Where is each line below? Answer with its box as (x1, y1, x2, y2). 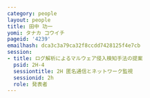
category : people (7, 10, 57, 17)
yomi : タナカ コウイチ (7, 29, 65, 37)
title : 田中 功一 (7, 23, 53, 30)
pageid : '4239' (7, 36, 51, 43)
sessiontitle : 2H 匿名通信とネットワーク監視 (13, 68, 133, 75)
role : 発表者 (13, 81, 48, 88)
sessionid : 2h (13, 74, 54, 81)
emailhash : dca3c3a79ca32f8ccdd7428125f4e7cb (7, 42, 140, 49)
